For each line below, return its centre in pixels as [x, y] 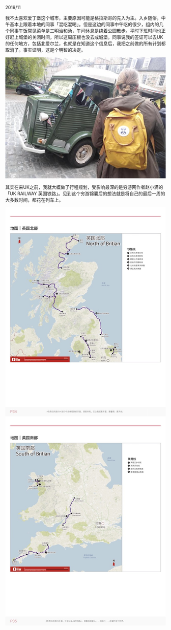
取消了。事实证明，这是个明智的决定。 [45, 50]
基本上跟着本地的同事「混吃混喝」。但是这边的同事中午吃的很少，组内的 [84, 24]
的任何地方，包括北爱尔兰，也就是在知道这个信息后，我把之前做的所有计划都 [85, 44]
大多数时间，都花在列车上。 [34, 200]
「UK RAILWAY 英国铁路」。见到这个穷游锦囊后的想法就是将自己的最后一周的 [85, 193]
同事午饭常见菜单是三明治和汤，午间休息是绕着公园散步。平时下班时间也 [85, 31]
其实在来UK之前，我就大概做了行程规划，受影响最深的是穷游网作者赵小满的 [84, 187]
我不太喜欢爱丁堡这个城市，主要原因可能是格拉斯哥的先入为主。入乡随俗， [83, 18]
